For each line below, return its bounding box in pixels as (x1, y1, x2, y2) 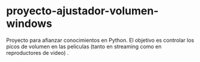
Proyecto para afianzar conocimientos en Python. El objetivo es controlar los (6, 36, 195, 44)
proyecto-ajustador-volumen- (6, 4, 159, 18)
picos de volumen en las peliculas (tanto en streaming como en (6, 43, 162, 50)
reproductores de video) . (6, 49, 69, 56)
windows (6, 17, 53, 30)
